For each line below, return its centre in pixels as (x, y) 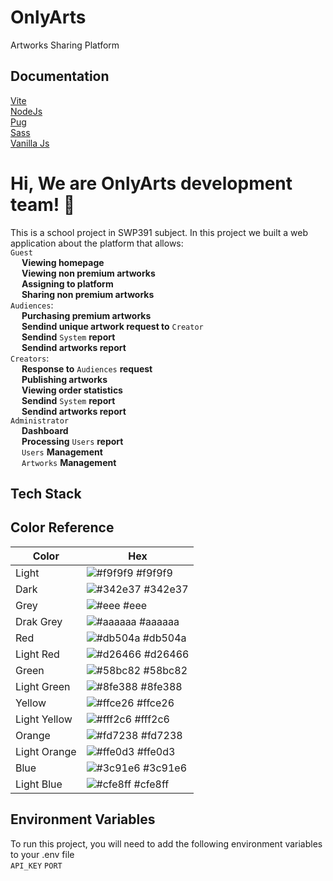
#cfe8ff (151, 784)
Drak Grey (39, 621)
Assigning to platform (67, 283)
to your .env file (42, 854)
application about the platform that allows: (97, 243)
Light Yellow (44, 719)
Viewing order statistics (72, 390)
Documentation (60, 76)
